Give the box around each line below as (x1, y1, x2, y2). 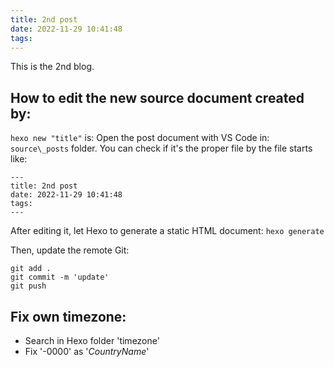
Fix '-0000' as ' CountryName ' (24, 346, 150, 357)
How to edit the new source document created (10, 89, 305, 106)
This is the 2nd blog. (10, 61, 95, 73)
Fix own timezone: (10, 308, 127, 325)
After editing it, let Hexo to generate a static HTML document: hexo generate (10, 225, 325, 237)
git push (10, 281, 47, 291)
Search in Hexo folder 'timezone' (24, 335, 160, 346)
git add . (10, 264, 52, 274)
